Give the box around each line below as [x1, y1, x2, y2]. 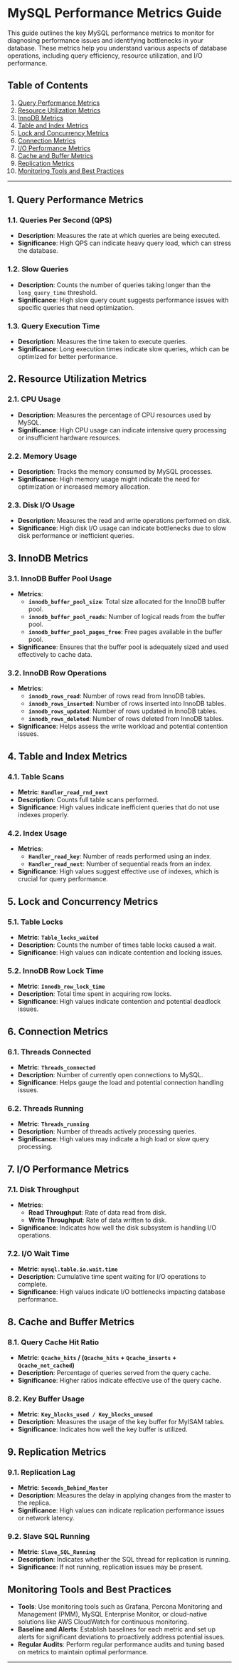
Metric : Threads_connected [17, 1063, 96, 1072]
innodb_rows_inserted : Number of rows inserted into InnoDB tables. [28, 700, 226, 708]
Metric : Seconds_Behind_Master [17, 1483, 109, 1492]
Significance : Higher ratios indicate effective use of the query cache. [17, 1376, 222, 1384]
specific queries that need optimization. [17, 303, 134, 311]
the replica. [17, 1498, 51, 1507]
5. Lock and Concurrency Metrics [7, 896, 159, 908]
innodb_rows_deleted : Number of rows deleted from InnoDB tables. [28, 715, 224, 723]
